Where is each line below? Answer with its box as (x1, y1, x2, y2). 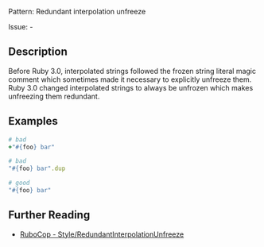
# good (8, 179, 30, 187)
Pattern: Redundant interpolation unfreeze (8, 7, 146, 16)
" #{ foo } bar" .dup (8, 164, 66, 173)
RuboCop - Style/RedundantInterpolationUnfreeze (19, 230, 184, 239)
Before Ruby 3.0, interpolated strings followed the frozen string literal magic (8, 66, 257, 75)
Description (8, 45, 68, 59)
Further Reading (8, 208, 91, 222)
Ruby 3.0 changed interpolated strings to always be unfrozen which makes (8, 83, 254, 92)
